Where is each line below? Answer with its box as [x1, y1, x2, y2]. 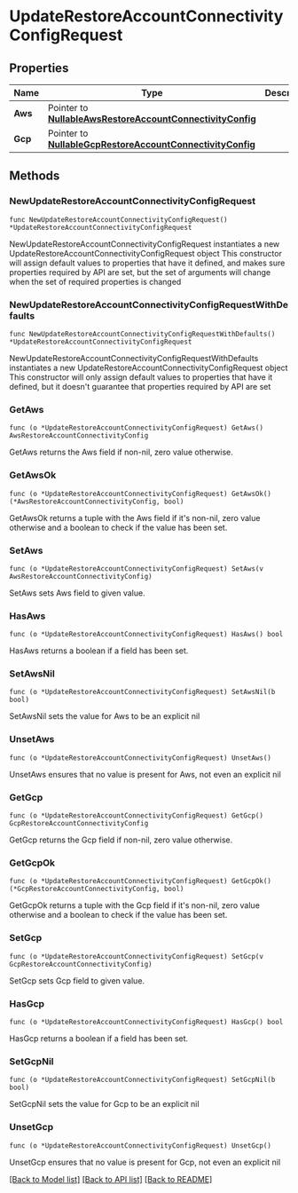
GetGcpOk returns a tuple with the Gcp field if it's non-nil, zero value [9, 900, 260, 911]
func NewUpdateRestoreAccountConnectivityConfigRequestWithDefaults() [9, 329, 276, 338]
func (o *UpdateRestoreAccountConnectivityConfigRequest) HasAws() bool [9, 630, 284, 639]
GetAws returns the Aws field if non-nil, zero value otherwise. [9, 446, 233, 458]
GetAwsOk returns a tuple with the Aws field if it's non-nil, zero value [9, 512, 261, 523]
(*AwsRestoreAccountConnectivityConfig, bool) [9, 497, 184, 506]
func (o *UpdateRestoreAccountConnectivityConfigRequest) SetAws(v [9, 564, 264, 573]
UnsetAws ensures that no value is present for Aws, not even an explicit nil [9, 769, 281, 779]
